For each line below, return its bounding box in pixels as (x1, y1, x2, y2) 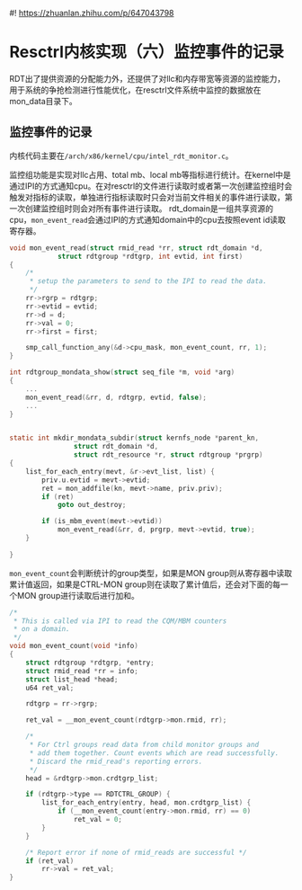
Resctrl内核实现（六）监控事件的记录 (9, 42, 285, 62)
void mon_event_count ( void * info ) (9, 642, 139, 651)
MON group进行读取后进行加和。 (16, 590, 139, 601)
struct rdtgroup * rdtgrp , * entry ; (25, 658, 155, 667)
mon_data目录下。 (9, 95, 78, 106)
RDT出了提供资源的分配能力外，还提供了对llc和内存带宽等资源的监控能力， (9, 73, 286, 84)
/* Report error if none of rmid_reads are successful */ (25, 848, 247, 857)
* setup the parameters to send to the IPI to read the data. (29, 277, 268, 286)
